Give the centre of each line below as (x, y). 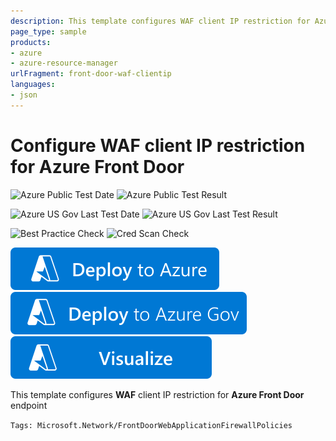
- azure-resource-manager (64, 63)
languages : (33, 85)
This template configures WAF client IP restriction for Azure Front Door (157, 394)
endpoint (29, 405)
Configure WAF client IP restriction (158, 145)
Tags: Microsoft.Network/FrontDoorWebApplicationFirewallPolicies (151, 425)
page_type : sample (48, 31)
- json (24, 95)
